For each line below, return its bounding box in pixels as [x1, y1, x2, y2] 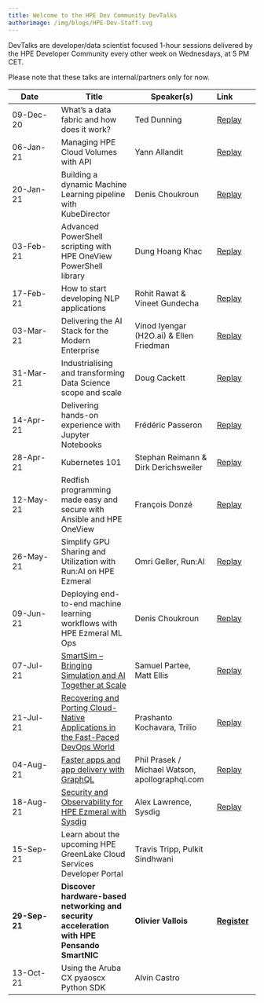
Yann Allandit [134, 146, 183, 157]
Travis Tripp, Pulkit [134, 844, 203, 855]
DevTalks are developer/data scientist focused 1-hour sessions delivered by [8, 40, 253, 49]
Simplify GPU [60, 536, 110, 547]
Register [216, 915, 249, 926]
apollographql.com [134, 774, 204, 785]
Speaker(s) [150, 91, 194, 102]
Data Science [60, 377, 111, 388]
